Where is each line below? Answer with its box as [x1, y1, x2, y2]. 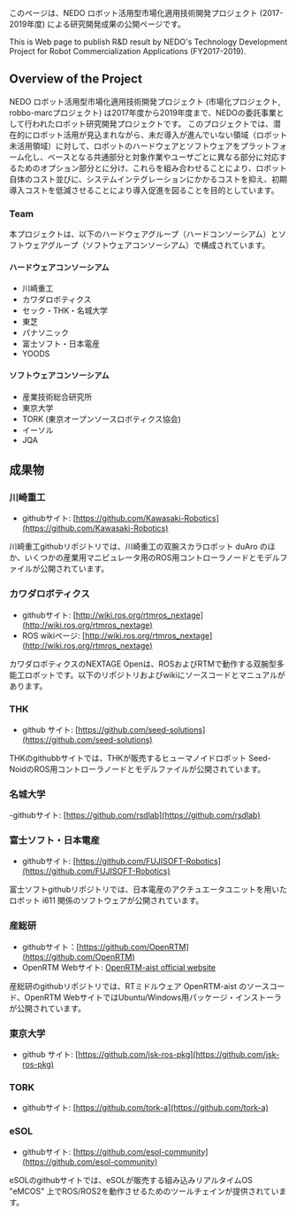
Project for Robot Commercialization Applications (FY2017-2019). [9, 46, 247, 56]
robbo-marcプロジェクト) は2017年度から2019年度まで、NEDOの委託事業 [9, 107, 277, 118]
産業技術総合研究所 [21, 391, 93, 401]
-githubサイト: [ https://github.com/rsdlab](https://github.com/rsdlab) [9, 810, 261, 821]
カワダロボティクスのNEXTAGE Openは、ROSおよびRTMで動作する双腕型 [9, 659, 277, 669]
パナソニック [21, 327, 69, 339]
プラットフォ [239, 140, 287, 151]
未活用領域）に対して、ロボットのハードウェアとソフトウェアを [9, 140, 241, 151]
